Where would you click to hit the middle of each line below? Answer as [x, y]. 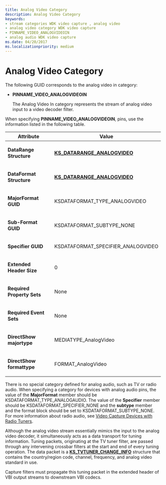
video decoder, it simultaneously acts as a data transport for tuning [73, 436]
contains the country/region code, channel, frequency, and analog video [79, 457]
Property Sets [24, 294]
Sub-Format [22, 222]
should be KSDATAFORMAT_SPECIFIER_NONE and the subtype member [79, 405]
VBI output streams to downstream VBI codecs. [53, 477]
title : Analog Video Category [36, 10]
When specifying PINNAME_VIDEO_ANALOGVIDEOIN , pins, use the [74, 119]
